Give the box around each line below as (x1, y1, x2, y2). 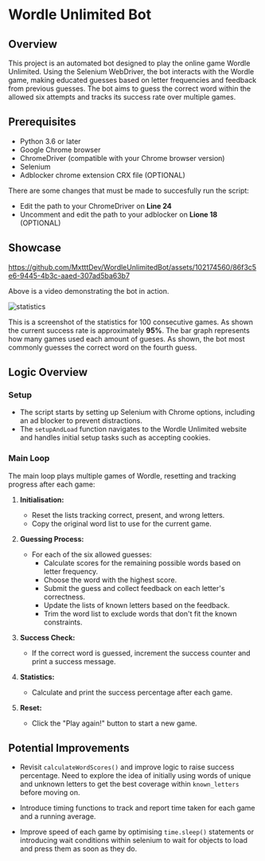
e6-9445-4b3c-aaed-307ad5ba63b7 (8, 271, 130, 280)
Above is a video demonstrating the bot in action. (8, 286, 170, 295)
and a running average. (19, 812, 96, 821)
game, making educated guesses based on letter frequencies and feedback (8, 76, 257, 84)
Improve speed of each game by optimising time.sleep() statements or (19, 827, 255, 837)
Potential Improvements (8, 742, 130, 754)
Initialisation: (19, 495, 64, 504)
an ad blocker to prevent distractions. (19, 416, 143, 425)
